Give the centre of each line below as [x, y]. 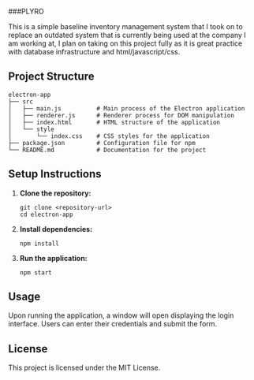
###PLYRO [26, 11]
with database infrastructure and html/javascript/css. [94, 52]
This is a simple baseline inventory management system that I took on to [125, 26]
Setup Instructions [55, 174]
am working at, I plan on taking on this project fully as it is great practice [125, 43]
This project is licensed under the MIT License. [84, 368]
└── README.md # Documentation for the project [107, 150]
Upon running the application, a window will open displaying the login [121, 315]
